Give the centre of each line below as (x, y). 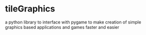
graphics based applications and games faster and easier (62, 27)
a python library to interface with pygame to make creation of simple (73, 22)
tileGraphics (30, 9)
